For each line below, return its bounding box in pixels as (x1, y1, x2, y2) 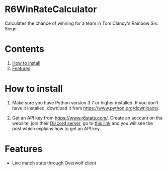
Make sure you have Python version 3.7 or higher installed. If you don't (12, 99, 159, 105)
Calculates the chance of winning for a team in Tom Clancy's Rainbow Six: (5, 20, 159, 26)
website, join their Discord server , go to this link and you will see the (12, 120, 153, 126)
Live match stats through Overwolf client (12, 160, 97, 166)
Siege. (5, 25, 18, 31)
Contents (5, 43, 45, 55)
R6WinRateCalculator (5, 4, 97, 15)
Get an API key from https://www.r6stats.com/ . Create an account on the (12, 115, 163, 121)
